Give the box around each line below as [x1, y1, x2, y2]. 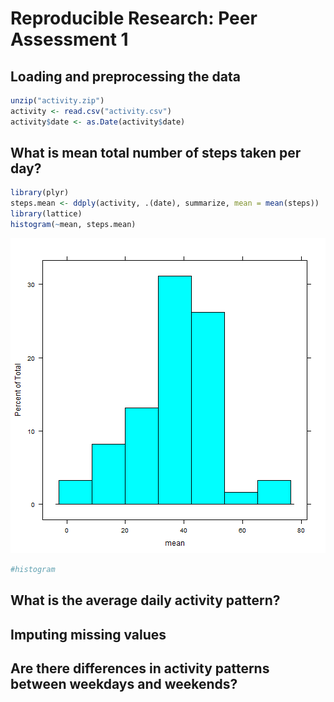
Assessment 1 [10, 28, 129, 51]
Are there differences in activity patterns [10, 660, 270, 677]
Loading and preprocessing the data [10, 68, 241, 85]
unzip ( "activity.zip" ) [10, 96, 105, 106]
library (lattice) [10, 209, 83, 219]
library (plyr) [10, 188, 70, 198]
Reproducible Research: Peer [10, 7, 258, 30]
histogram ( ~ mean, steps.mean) [10, 220, 137, 230]
